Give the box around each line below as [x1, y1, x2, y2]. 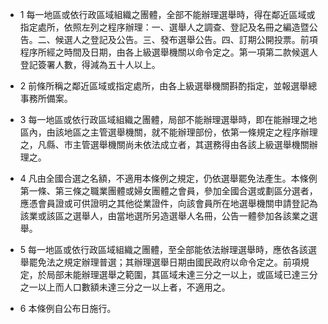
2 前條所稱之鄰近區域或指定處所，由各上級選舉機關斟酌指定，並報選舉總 [19, 80, 318, 92]
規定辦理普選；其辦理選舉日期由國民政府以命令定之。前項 [63, 256, 301, 268]
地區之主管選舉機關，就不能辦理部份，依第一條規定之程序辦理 [63, 126, 318, 138]
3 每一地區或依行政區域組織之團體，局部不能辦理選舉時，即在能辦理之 [19, 114, 309, 125]
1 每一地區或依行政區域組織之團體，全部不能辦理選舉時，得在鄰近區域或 [19, 9, 316, 20]
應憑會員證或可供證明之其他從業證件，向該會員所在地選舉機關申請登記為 [19, 198, 318, 209]
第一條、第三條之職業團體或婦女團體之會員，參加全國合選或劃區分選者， [19, 185, 318, 197]
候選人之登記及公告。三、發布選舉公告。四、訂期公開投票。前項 [54, 34, 318, 45]
